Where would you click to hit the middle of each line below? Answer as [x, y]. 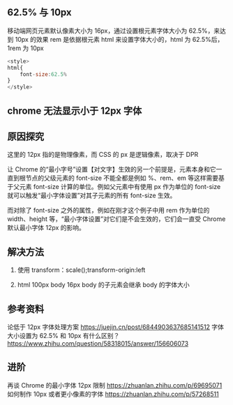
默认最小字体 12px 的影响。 [46, 228]
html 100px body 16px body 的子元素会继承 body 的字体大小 [103, 285]
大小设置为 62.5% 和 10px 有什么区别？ [63, 336]
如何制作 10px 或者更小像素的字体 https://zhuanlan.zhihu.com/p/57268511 [113, 394]
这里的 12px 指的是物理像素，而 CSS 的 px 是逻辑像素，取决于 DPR [103, 155]
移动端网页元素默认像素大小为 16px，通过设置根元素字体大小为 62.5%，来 [114, 31]
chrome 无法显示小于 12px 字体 [75, 110]
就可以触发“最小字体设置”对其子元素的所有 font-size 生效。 [92, 196]
